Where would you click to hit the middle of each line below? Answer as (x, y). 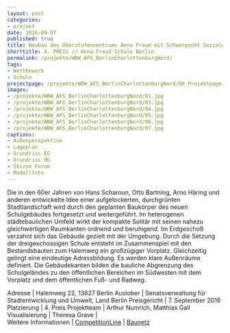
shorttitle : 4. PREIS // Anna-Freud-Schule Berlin (81, 52)
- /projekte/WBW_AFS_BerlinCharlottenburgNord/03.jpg (86, 103)
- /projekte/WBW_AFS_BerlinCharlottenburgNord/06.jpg (86, 122)
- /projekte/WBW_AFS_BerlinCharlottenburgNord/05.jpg (86, 115)
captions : (21, 134)
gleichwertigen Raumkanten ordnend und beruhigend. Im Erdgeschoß (105, 229)
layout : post (26, 13)
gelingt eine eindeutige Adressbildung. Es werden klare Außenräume (104, 258)
